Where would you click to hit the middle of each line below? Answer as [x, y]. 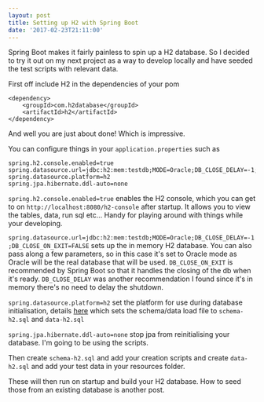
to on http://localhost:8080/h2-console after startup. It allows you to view [130, 207]
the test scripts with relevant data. [63, 69]
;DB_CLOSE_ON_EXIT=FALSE [49, 247]
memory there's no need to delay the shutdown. [86, 287]
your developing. [35, 224]
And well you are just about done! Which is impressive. [97, 133]
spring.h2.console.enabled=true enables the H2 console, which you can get [132, 199]
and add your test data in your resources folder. [108, 367]
